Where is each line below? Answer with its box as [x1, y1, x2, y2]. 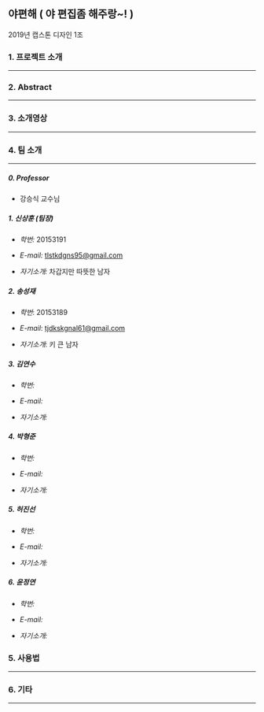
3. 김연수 [8, 359, 35, 369]
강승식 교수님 [19, 194, 60, 203]
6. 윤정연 [8, 577, 35, 587]
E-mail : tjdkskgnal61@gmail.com [19, 323, 126, 332]
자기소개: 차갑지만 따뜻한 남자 [19, 266, 111, 276]
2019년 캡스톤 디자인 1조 [8, 30, 84, 39]
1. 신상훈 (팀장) [8, 213, 53, 223]
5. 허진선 [8, 505, 35, 514]
